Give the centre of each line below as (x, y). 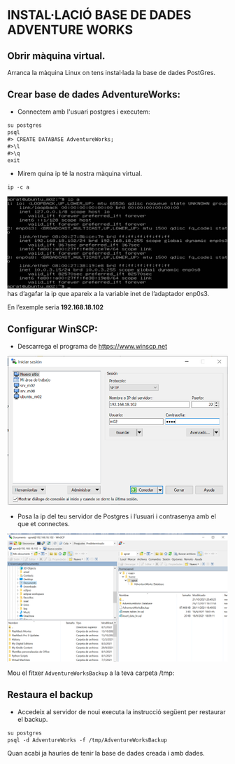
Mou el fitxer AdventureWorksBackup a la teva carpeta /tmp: (91, 673)
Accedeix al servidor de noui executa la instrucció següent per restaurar (121, 711)
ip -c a (19, 187)
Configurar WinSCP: (52, 329)
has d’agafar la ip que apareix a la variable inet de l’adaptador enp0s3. (108, 293)
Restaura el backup (50, 695)
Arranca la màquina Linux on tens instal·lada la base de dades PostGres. (111, 73)
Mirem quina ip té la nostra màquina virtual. (80, 173)
